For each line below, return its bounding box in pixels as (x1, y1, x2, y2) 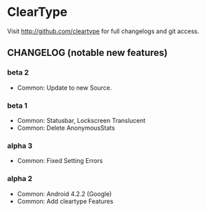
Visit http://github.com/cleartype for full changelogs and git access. (7, 27, 200, 35)
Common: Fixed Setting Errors (17, 157, 103, 165)
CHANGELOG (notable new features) (7, 47, 168, 59)
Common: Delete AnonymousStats (17, 124, 115, 132)
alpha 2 (7, 174, 33, 184)
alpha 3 (7, 141, 33, 151)
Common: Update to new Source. (17, 84, 112, 92)
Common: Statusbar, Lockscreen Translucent (17, 116, 146, 124)
